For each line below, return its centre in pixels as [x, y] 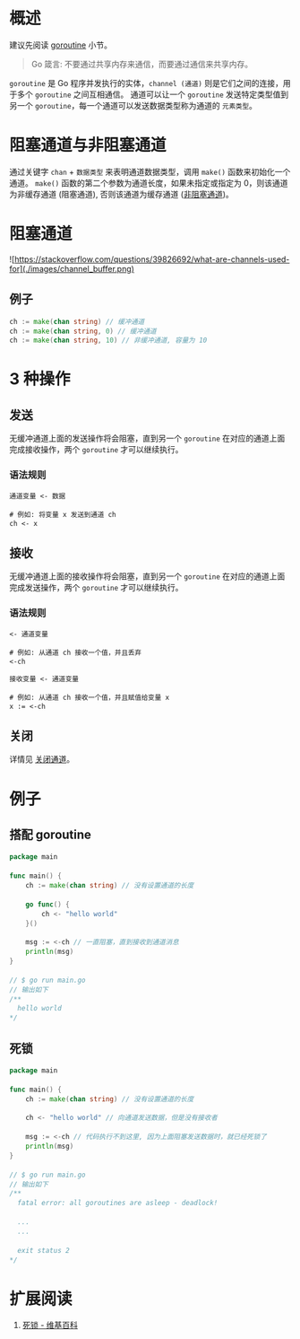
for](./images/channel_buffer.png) [72, 268]
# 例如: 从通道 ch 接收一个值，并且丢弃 [75, 652]
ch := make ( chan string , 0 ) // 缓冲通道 [83, 331]
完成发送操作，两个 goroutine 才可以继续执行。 [96, 588]
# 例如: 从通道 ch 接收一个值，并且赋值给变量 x [90, 697]
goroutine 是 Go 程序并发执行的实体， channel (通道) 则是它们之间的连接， [146, 83]
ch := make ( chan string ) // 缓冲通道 [77, 321]
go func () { [47, 904]
